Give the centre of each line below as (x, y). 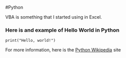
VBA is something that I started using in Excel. (54, 17)
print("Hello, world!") (31, 41)
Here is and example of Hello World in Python (62, 30)
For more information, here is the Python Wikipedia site (63, 50)
